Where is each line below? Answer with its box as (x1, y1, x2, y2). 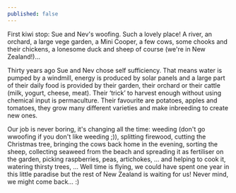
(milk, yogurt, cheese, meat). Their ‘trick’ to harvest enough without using (7, 88, 222, 97)
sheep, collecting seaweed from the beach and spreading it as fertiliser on (7, 147, 224, 156)
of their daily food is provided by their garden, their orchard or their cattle (7, 81, 221, 89)
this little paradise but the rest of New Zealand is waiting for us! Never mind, (7, 170, 229, 178)
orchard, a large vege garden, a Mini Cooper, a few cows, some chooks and (7, 37, 228, 46)
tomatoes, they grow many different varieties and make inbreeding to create (7, 103, 228, 112)
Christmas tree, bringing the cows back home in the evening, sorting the (7, 139, 218, 148)
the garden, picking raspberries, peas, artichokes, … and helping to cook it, (7, 155, 226, 163)
